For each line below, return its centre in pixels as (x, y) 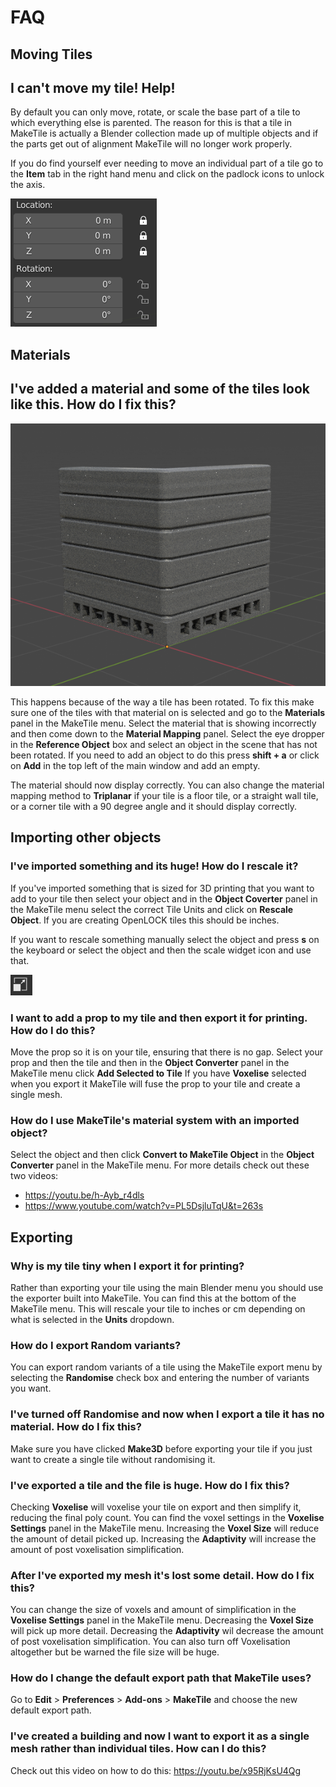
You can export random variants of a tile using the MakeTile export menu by (166, 1367)
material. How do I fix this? (76, 1427)
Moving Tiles (51, 54)
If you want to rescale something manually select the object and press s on (165, 939)
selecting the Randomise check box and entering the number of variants (160, 1378)
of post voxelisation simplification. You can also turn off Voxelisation (150, 1642)
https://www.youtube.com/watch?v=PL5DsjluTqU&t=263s (144, 1206)
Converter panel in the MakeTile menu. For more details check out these (160, 1165)
